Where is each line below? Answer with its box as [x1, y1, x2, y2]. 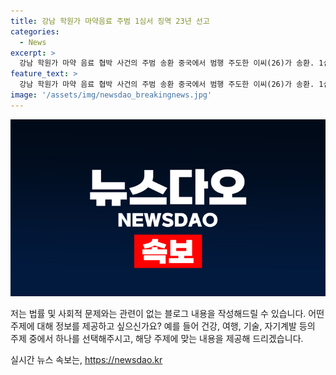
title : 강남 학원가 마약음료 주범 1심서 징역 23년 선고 [10, 16, 210, 26]
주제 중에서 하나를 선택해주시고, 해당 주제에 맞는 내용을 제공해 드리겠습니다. [10, 333, 304, 345]
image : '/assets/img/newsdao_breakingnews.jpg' [10, 90, 213, 100]
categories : [10, 26, 60, 37]
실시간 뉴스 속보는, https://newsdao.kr [10, 354, 163, 366]
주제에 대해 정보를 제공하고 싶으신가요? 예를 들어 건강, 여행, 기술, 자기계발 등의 [10, 320, 316, 332]
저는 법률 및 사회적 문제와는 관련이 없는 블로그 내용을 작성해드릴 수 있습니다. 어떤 [10, 308, 325, 320]
